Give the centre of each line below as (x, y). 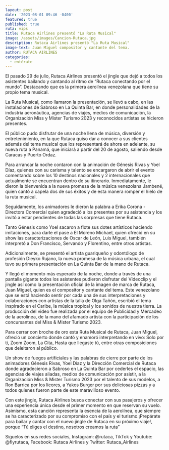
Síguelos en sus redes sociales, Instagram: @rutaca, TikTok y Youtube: (79, 437)
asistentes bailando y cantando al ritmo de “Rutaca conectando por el (78, 81)
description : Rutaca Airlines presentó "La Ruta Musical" (67, 43)
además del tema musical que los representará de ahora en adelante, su (80, 144)
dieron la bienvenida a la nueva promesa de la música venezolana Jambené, (84, 186)
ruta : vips (17, 29)
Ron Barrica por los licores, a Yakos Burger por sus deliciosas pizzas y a (80, 385)
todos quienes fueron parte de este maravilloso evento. (63, 390)
